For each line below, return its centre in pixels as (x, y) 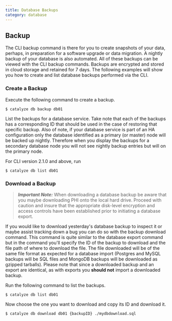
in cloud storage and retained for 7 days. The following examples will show (84, 70)
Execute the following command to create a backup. (60, 99)
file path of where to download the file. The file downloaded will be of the (83, 248)
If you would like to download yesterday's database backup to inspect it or (84, 226)
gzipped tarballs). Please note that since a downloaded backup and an (80, 264)
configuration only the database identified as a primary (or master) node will (86, 135)
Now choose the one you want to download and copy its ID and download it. (86, 304)
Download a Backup (31, 184)
